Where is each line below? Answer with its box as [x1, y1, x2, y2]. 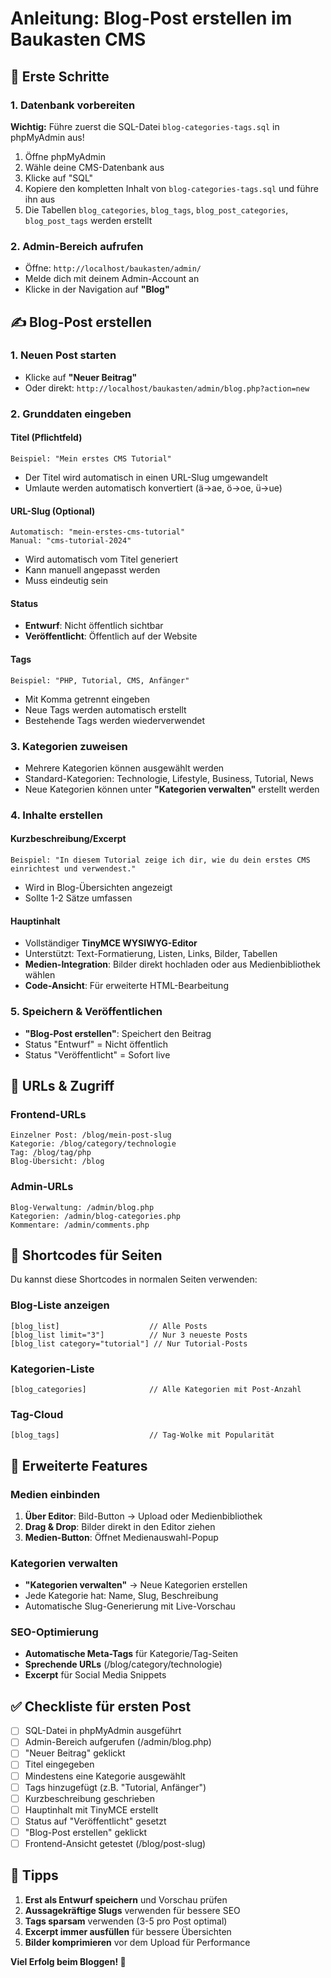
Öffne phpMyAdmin [24, 150, 106, 162]
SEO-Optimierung [10, 1625, 99, 1639]
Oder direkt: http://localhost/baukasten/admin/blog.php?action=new [24, 382, 310, 394]
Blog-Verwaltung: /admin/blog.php [10, 1202, 155, 1212]
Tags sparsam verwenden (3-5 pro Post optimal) [24, 1915, 228, 1927]
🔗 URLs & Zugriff [10, 1077, 115, 1094]
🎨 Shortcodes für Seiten [10, 1247, 163, 1264]
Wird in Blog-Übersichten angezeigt [24, 882, 173, 894]
